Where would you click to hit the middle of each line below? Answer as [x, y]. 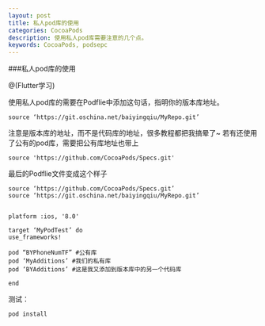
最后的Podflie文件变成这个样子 [58, 174]
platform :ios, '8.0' [44, 217]
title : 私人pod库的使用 [44, 23]
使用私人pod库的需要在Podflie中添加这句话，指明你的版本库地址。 [116, 102]
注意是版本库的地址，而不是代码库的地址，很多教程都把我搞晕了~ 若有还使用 [133, 133]
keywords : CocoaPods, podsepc [58, 45]
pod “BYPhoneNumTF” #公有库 [53, 253]
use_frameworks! [35, 238]
